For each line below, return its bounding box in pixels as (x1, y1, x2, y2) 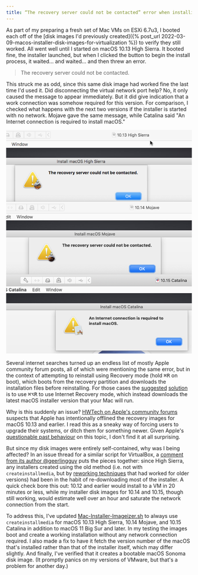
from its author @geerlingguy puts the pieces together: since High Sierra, (6, 457, 184, 464)
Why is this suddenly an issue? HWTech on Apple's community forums (6, 408, 178, 416)
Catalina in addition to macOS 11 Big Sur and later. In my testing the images (6, 525, 187, 532)
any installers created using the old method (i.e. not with (6, 464, 143, 471)
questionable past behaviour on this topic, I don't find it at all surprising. (6, 433, 181, 441)
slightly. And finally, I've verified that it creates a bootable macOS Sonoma (6, 550, 186, 557)
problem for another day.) (6, 563, 69, 570)
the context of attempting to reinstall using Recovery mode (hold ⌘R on (6, 372, 178, 379)
